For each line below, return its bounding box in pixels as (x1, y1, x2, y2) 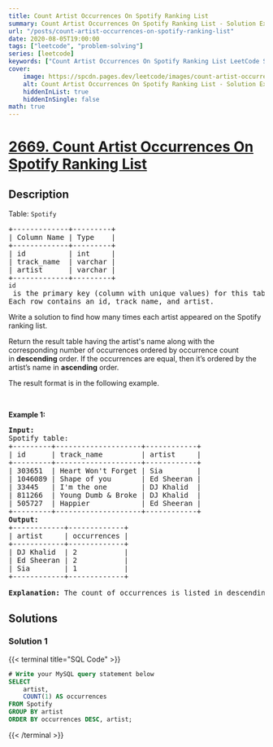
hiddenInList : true (23, 87, 89, 96)
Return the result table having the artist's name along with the (8, 337, 215, 347)
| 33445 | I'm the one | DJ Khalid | (8, 483, 201, 492)
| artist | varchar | (8, 265, 116, 275)
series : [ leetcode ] (8, 50, 75, 58)
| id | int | (8, 249, 116, 259)
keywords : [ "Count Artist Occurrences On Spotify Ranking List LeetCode (8, 58, 260, 66)
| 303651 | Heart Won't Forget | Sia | (8, 466, 201, 476)
